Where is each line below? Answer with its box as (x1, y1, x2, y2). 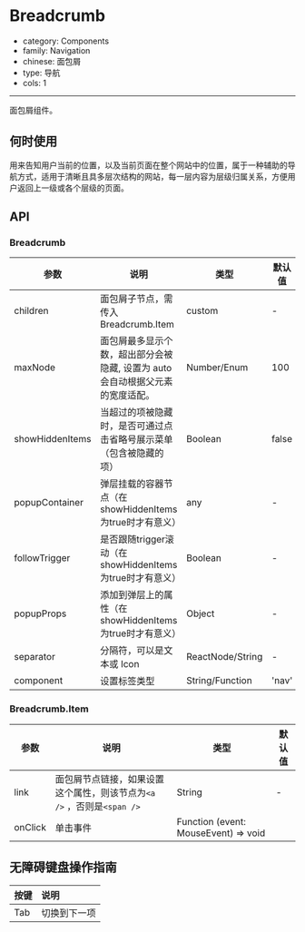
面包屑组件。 (9, 104, 57, 115)
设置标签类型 (99, 675, 155, 688)
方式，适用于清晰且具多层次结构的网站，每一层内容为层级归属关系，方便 (16, 171, 288, 181)
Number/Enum (185, 361, 249, 374)
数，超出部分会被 (99, 348, 173, 361)
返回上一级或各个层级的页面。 (16, 182, 129, 193)
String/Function (185, 674, 252, 687)
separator (14, 651, 56, 663)
